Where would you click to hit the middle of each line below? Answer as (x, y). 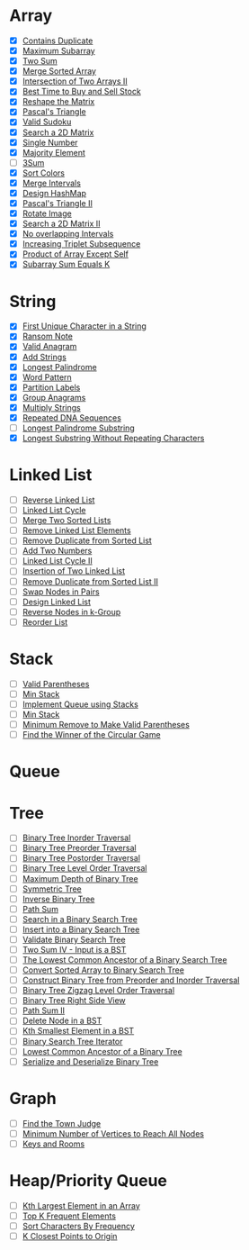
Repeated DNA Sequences (71, 417)
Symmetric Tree (52, 889)
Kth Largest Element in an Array (81, 1205)
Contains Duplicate (58, 41)
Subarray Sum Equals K (66, 264)
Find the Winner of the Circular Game (91, 735)
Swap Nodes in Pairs (61, 592)
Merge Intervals (51, 183)
